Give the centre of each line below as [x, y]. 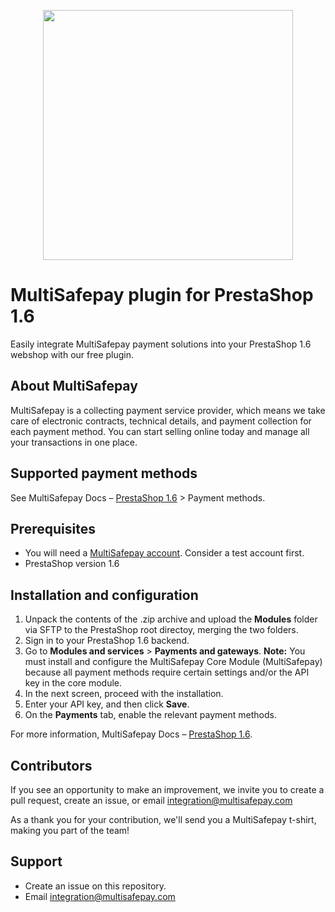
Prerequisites [53, 528]
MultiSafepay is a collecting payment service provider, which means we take [168, 410]
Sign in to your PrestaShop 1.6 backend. [107, 641]
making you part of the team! [70, 830]
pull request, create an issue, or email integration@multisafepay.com [151, 800]
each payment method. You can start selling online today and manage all [160, 431]
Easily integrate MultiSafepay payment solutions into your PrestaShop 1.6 [161, 344]
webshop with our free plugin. [72, 354]
